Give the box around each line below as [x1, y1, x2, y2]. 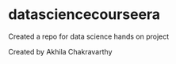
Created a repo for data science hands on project [8, 32, 170, 41]
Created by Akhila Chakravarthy [8, 47, 113, 56]
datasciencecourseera [8, 6, 161, 24]
